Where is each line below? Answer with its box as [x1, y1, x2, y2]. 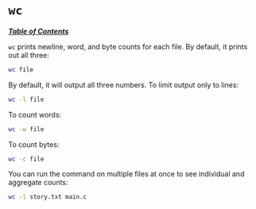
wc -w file [8, 125, 45, 134]
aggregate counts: [8, 178, 69, 188]
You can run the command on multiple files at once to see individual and [8, 169, 245, 179]
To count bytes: [8, 139, 60, 149]
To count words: [8, 110, 62, 119]
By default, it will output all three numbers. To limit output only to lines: [8, 79, 239, 90]
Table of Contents [8, 26, 69, 36]
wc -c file [8, 155, 45, 163]
